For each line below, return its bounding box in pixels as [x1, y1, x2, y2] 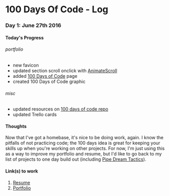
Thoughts [5, 123, 27, 129]
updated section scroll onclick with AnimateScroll [12, 68, 117, 74]
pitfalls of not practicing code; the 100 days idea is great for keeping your [5, 140, 161, 146]
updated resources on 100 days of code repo [12, 106, 109, 112]
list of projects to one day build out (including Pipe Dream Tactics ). [5, 156, 146, 162]
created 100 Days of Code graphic [12, 78, 86, 84]
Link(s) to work [5, 168, 39, 174]
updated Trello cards [12, 112, 57, 118]
